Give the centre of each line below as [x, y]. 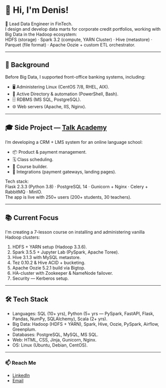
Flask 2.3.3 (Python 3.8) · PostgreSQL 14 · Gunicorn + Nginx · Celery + [77, 186]
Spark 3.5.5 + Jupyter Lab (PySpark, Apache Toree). [66, 252]
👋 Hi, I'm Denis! [37, 10]
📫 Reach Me [21, 363]
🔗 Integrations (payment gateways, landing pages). [64, 172]
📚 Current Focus [32, 218]
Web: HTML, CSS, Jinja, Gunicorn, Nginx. [54, 340]
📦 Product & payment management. [49, 152]
